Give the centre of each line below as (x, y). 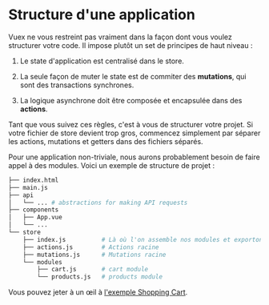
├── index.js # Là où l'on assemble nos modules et (126, 239)
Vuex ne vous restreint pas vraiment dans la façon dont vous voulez (120, 37)
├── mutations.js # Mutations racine (94, 255)
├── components (34, 210)
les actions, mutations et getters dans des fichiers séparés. (106, 141)
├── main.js (28, 187)
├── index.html (34, 180)
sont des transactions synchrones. (77, 85)
